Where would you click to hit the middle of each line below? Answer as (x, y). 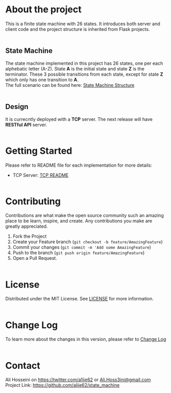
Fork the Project (30, 236)
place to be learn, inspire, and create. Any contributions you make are (79, 221)
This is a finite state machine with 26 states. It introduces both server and (83, 24)
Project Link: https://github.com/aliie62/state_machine (62, 385)
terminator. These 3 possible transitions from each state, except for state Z (84, 74)
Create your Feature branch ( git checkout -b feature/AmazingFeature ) (88, 242)
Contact (23, 365)
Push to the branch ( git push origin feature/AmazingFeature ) (79, 253)
